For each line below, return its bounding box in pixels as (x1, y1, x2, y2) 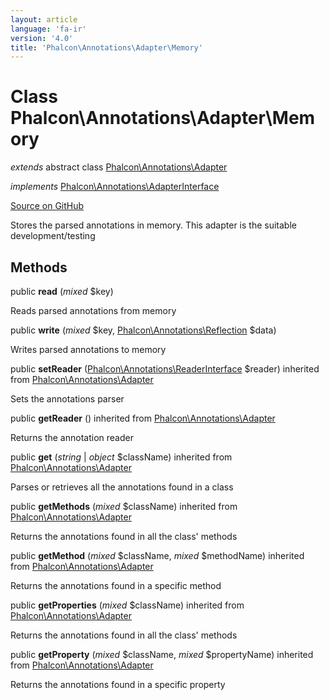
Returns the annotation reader (10, 432, 134, 443)
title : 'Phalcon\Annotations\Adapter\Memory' (10, 42, 203, 53)
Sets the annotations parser (10, 393, 125, 405)
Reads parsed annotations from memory (10, 305, 177, 316)
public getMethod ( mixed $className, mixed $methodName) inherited (10, 550, 305, 561)
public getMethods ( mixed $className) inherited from (10, 501, 238, 512)
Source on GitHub (10, 200, 85, 212)
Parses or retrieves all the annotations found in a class (10, 481, 234, 493)
